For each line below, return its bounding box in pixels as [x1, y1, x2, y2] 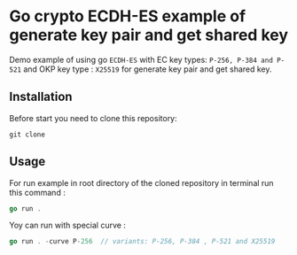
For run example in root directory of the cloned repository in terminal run [9, 177, 274, 188]
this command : [9, 187, 66, 197]
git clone [9, 130, 46, 139]
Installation [9, 89, 73, 104]
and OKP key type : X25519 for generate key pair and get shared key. [23, 64, 272, 74]
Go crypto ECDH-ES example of [9, 6, 246, 27]
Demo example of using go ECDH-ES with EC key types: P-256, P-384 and [9, 54, 273, 65]
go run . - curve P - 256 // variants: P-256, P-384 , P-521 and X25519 [9, 237, 276, 246]
